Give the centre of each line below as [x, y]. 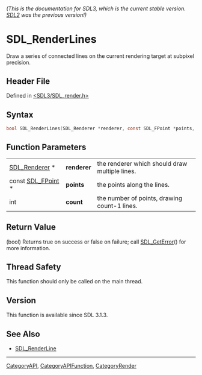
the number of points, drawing [140, 198]
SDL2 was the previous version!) [47, 14]
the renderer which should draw [142, 163]
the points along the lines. [133, 184]
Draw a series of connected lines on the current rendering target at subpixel [100, 56]
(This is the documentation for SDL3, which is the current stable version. [96, 8]
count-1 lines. [117, 206]
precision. [19, 62]
